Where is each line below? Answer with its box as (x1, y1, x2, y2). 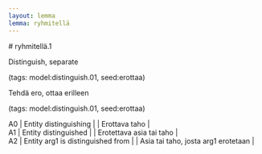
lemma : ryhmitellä (8, 19, 70, 27)
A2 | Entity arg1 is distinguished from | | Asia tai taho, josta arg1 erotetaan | (8, 136, 255, 145)
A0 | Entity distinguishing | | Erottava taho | (8, 119, 150, 128)
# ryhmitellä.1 (8, 41, 52, 51)
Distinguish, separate (8, 57, 79, 67)
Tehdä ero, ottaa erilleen (8, 87, 89, 97)
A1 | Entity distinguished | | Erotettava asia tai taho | (8, 128, 178, 137)
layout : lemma (8, 11, 56, 20)
